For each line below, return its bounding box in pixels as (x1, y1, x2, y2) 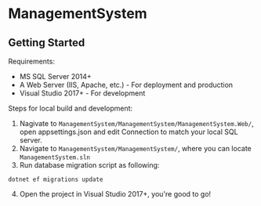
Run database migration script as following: (19, 161, 160, 169)
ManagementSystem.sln (19, 154, 90, 161)
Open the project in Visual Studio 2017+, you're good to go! (19, 190, 212, 198)
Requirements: (8, 56, 55, 66)
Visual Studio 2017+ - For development (19, 89, 146, 98)
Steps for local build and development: (8, 103, 133, 113)
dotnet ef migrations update (8, 175, 103, 183)
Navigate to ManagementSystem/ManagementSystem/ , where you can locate (19, 144, 252, 153)
